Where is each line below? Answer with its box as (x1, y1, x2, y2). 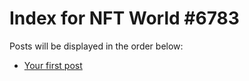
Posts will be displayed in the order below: (9, 40, 184, 52)
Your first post (23, 59, 83, 71)
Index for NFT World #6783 (9, 7, 240, 30)
